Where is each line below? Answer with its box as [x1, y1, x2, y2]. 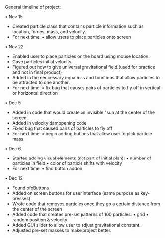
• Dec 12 [5, 175, 23, 181]
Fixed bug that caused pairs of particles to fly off [12, 125, 113, 131]
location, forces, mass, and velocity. [12, 29, 86, 34]
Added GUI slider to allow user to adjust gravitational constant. [12, 222, 141, 228]
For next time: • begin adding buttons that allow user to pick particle [12, 131, 153, 136]
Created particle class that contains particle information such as [12, 23, 144, 29]
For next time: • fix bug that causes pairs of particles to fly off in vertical [12, 85, 161, 91]
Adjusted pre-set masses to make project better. [12, 227, 112, 233]
